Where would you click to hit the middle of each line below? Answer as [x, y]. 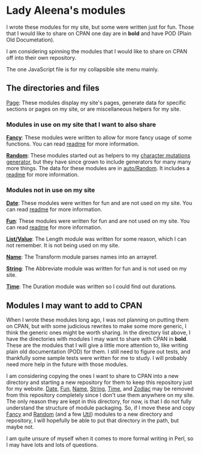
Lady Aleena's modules [66, 10]
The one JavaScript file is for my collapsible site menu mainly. [82, 69]
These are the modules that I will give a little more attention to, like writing [97, 346]
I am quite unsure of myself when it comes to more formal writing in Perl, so [100, 438]
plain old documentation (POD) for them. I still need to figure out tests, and [98, 352]
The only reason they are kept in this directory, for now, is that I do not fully [99, 401]
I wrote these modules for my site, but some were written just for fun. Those [100, 27]
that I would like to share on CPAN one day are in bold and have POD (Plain [99, 33]
